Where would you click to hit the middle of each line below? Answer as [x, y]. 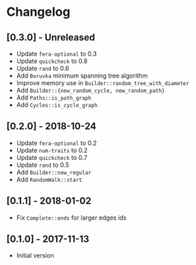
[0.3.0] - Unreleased [51, 37]
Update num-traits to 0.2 [52, 150]
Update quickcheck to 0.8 [52, 61]
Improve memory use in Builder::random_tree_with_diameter [103, 83]
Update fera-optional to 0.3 [57, 54]
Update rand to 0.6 [42, 68]
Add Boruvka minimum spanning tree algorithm [82, 76]
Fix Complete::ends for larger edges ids [72, 218]
